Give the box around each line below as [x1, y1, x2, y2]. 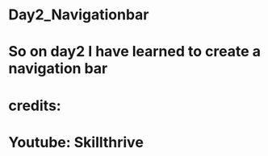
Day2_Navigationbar [8, 6, 149, 24]
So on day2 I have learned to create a [8, 43, 261, 61]
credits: [8, 96, 62, 114]
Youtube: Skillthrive [8, 133, 144, 151]
